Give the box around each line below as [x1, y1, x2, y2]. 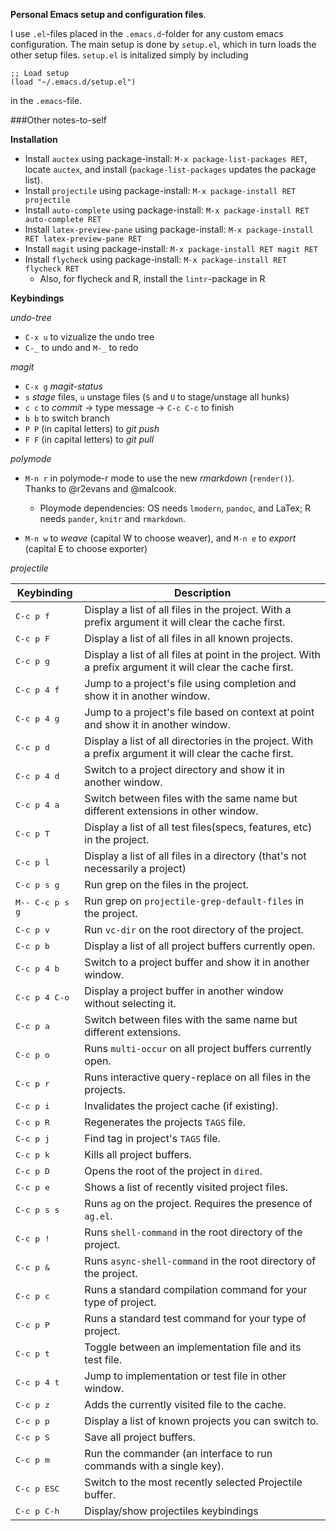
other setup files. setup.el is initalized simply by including [10, 49, 249, 61]
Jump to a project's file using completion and [84, 677, 297, 690]
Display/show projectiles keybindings [84, 1504, 259, 1518]
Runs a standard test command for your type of [84, 1312, 307, 1325]
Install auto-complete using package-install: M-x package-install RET [24, 204, 310, 216]
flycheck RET [24, 264, 80, 274]
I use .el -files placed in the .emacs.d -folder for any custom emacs [10, 28, 284, 39]
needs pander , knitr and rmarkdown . [39, 513, 186, 524]
